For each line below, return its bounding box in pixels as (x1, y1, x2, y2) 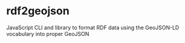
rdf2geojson (6, 4, 70, 18)
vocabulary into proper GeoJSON (6, 30, 89, 37)
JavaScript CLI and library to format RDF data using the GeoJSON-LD (6, 24, 180, 31)
